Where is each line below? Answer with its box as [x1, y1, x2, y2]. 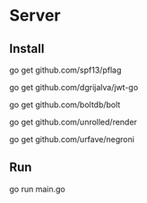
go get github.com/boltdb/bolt [9, 99, 121, 110]
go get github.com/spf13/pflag [9, 64, 122, 75]
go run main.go [9, 183, 65, 194]
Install [9, 41, 45, 56]
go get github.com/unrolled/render [9, 117, 137, 127]
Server [9, 5, 61, 26]
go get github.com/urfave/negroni [9, 134, 134, 144]
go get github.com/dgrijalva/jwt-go [9, 82, 139, 92]
